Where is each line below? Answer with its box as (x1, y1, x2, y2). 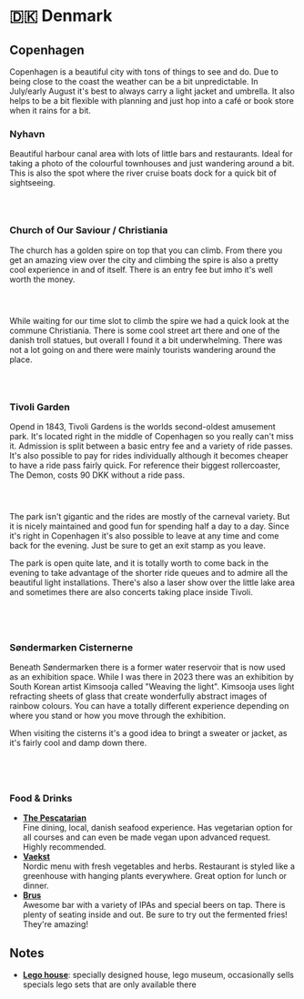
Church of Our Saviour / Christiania (9, 224, 168, 237)
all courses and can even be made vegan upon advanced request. (22, 832, 271, 843)
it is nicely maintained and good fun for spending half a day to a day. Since (9, 520, 289, 531)
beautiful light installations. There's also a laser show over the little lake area (9, 577, 296, 588)
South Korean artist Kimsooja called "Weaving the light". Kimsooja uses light (9, 681, 295, 692)
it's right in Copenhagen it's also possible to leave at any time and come (9, 530, 279, 541)
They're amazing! (22, 919, 89, 930)
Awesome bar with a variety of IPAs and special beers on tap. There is (22, 900, 286, 911)
